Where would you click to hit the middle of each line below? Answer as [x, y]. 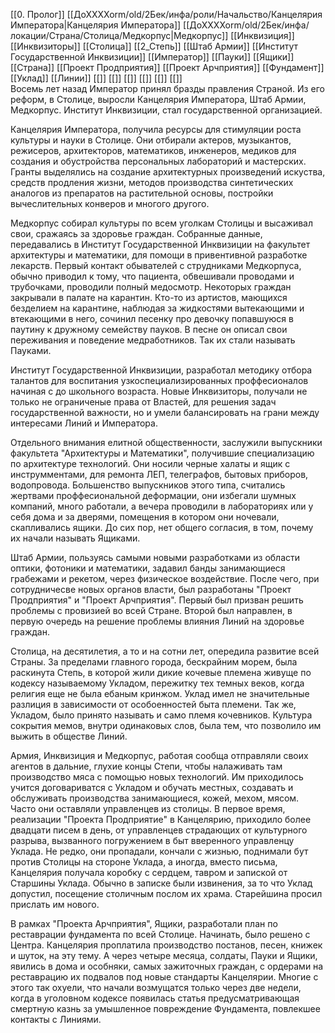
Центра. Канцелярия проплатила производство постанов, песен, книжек [166, 945]
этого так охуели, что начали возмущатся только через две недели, [156, 987]
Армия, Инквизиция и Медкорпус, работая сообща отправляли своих [159, 755]
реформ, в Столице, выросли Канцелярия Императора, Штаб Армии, [158, 99]
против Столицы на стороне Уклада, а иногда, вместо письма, [144, 862]
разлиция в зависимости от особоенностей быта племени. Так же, [153, 704]
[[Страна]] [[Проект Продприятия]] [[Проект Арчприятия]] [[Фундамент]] [167, 67]
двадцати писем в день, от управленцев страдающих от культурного [159, 830]
